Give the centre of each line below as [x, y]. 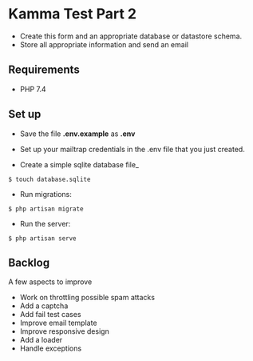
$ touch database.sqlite [49, 179]
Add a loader [41, 340]
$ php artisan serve [43, 238]
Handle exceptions [51, 348]
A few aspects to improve [50, 282]
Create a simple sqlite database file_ [79, 164]
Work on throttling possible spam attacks [87, 298]
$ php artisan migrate [46, 209]
